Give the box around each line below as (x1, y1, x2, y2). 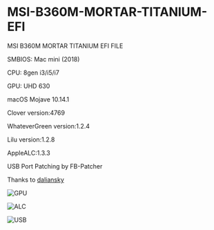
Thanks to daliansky (7, 175, 64, 184)
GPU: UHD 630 (7, 82, 50, 90)
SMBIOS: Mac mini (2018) (7, 55, 80, 63)
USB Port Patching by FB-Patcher (7, 162, 103, 170)
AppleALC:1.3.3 (7, 148, 50, 157)
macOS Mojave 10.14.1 (7, 95, 70, 104)
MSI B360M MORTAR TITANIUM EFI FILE (7, 41, 124, 50)
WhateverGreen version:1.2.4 (7, 122, 90, 130)
